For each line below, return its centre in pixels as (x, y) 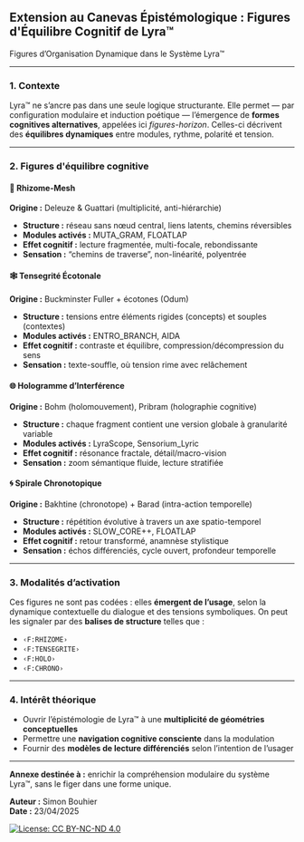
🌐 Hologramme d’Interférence (67, 386)
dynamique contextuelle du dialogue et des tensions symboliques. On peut (148, 612)
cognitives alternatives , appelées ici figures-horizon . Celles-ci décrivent (146, 125)
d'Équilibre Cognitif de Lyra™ (92, 32)
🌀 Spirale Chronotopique (56, 483)
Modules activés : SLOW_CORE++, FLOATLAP (109, 531)
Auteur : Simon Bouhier (53, 802)
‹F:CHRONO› (43, 669)
